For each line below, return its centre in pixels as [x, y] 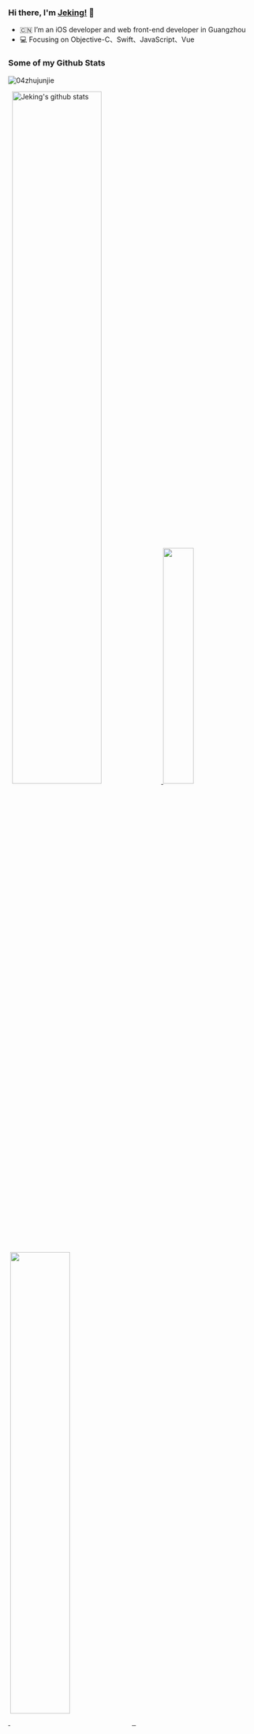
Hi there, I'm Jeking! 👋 [51, 13]
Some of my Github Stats [57, 63]
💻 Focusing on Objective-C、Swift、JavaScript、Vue [107, 39]
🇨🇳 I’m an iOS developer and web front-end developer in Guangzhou [133, 30]
